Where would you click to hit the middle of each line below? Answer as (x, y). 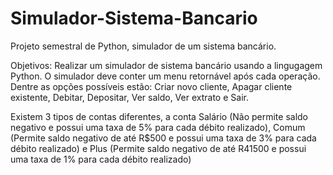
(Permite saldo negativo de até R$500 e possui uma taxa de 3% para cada (163, 138)
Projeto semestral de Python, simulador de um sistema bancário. (143, 46)
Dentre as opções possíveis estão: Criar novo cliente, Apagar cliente (151, 86)
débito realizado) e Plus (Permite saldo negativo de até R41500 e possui (158, 148)
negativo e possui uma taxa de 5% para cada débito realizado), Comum (158, 127)
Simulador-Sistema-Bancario (134, 18)
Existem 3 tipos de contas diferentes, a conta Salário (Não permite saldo (159, 116)
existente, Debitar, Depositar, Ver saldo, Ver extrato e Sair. (129, 97)
